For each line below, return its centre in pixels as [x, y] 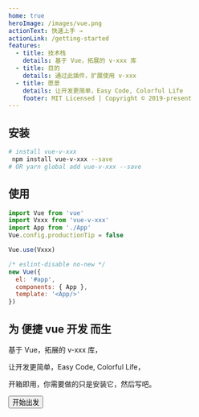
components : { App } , [52, 287]
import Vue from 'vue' [46, 213]
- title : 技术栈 [41, 53]
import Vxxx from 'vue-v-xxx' [59, 221]
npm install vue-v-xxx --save [62, 159]
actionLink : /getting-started [59, 38]
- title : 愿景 [38, 83]
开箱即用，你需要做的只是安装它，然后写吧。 [82, 384]
